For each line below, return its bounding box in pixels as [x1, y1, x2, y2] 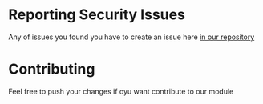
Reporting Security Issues [8, 6, 186, 24]
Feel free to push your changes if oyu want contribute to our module [8, 86, 234, 96]
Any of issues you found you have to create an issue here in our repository [8, 32, 255, 42]
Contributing [8, 60, 95, 78]
